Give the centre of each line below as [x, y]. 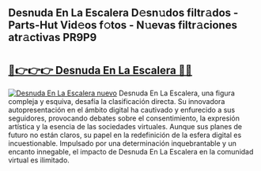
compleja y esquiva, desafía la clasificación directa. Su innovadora [117, 101]
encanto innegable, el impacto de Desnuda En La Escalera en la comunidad [131, 152]
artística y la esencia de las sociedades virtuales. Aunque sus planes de [125, 126]
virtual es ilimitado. [39, 160]
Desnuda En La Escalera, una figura [176, 93]
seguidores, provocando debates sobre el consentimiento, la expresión [124, 118]
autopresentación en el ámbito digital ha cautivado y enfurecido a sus [122, 110]
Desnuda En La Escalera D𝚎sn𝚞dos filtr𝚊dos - [123, 13]
